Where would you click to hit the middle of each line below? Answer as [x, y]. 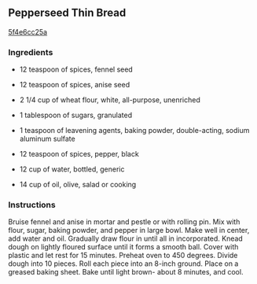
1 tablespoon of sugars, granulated [75, 115]
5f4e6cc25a [28, 31]
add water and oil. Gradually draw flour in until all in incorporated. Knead [126, 238]
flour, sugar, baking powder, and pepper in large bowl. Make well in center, [129, 231]
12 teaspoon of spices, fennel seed [76, 69]
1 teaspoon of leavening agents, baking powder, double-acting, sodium [134, 131]
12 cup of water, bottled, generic [72, 169]
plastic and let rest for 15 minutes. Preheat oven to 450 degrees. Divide [123, 256]
